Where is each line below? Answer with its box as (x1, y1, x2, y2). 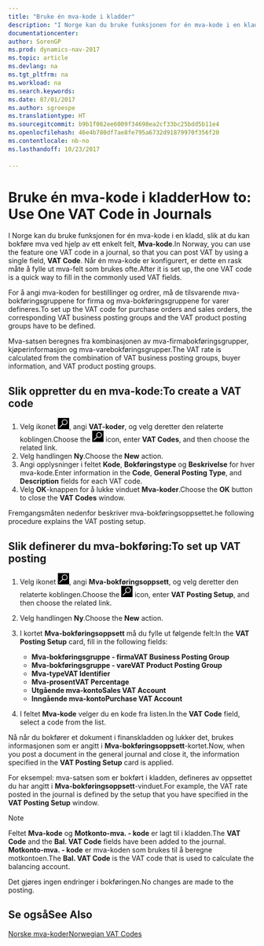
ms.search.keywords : (8, 87, 76, 95)
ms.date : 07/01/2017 (8, 95, 76, 104)
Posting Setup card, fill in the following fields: (19, 637, 168, 647)
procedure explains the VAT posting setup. (8, 517, 146, 526)
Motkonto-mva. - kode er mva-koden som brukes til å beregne (8, 845, 213, 855)
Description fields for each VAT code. (19, 476, 143, 486)
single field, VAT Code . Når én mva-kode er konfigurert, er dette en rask (8, 256, 242, 266)
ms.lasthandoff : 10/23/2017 (8, 145, 101, 153)
